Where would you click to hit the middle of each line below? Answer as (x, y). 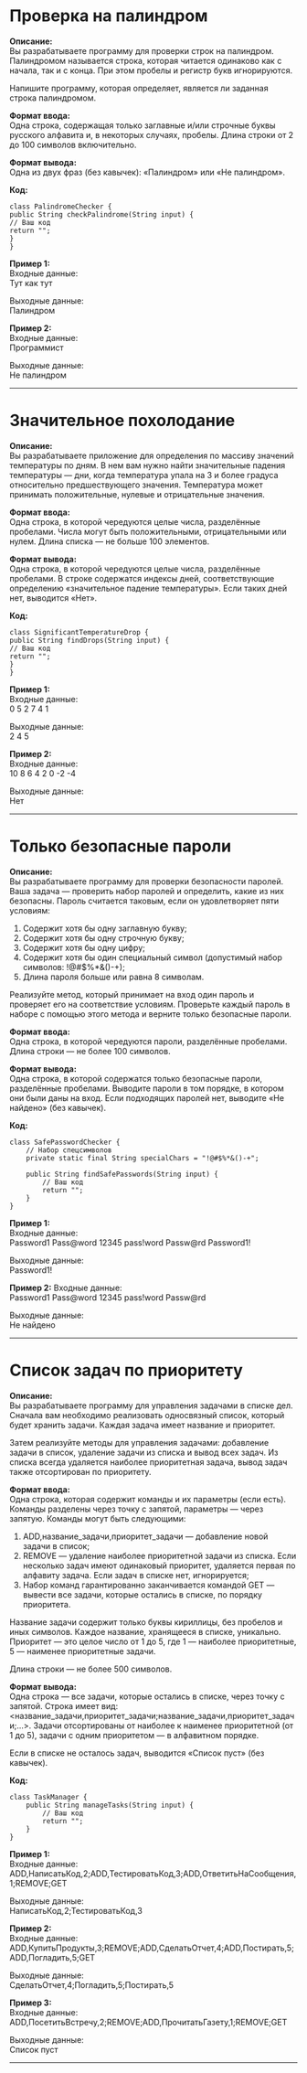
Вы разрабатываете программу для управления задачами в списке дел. (152, 1405)
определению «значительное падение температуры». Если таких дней (148, 588)
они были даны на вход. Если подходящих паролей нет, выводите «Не (147, 1097)
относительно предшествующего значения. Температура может (136, 485)
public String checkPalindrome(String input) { (102, 214)
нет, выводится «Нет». (53, 598)
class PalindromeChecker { (61, 207)
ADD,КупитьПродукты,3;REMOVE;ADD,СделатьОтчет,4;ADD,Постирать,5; (152, 1948)
